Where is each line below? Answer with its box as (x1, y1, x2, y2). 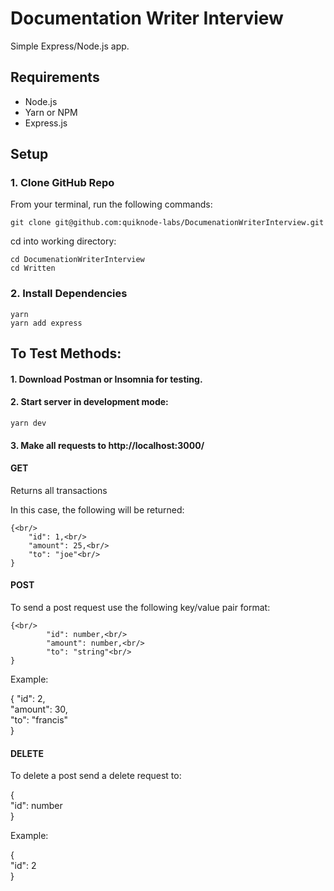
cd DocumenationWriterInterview (10, 255, 145, 265)
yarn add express (10, 318, 83, 328)
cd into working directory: (10, 235, 117, 247)
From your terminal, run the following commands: (10, 198, 213, 211)
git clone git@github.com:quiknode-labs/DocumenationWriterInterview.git (10, 218, 325, 228)
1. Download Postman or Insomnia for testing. (10, 373, 203, 385)
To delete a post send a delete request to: (10, 770, 182, 782)
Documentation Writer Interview (10, 7, 284, 30)
